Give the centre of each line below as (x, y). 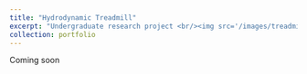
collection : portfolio (53, 34)
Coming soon (35, 60)
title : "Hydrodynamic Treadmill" (73, 18)
